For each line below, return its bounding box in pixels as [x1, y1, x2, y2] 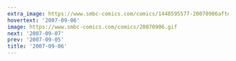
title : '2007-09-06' [7, 43, 68, 50]
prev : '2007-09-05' [7, 36, 65, 43]
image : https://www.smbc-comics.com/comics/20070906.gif [7, 23, 178, 30]
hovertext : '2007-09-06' [7, 17, 80, 24]
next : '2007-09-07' [7, 29, 65, 37]
